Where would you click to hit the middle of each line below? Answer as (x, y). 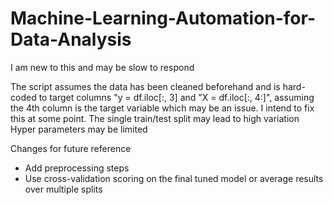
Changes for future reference (71, 148)
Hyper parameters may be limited (79, 129)
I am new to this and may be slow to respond (102, 67)
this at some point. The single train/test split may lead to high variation (155, 118)
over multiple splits (63, 189)
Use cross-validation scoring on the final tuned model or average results (174, 178)
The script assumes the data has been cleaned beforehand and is (145, 86)
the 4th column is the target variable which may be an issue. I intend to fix (162, 108)
